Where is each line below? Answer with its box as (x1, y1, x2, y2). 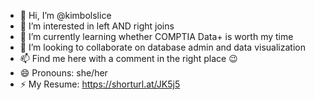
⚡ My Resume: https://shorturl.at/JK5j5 (19, 78, 181, 90)
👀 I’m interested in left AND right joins (19, 20, 175, 32)
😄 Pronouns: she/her (19, 67, 108, 79)
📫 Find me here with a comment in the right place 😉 (19, 53, 238, 64)
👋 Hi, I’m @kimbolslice (19, 10, 112, 21)
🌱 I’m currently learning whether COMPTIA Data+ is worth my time (19, 31, 294, 42)
